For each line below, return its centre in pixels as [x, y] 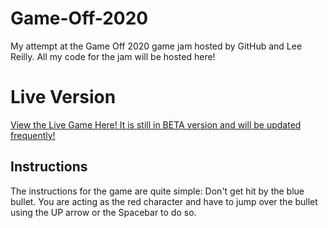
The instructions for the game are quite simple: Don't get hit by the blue [157, 191]
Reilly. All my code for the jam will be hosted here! [113, 56]
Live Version [63, 97]
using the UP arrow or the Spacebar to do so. [103, 212]
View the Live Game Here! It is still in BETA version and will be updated [156, 124]
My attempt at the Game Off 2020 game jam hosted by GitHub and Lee [156, 46]
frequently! [33, 135]
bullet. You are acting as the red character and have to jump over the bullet [164, 201]
